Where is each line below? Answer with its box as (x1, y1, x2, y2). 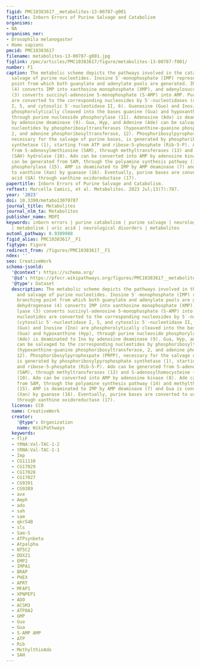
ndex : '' (6, 253, 28, 259)
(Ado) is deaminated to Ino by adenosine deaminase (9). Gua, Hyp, (17, 336, 187, 342)
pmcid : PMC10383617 (6, 48, 55, 54)
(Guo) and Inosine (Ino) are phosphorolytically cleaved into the (17, 325, 185, 331)
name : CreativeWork (11, 408, 60, 414)
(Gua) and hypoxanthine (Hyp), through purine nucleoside (17, 331, 164, 336)
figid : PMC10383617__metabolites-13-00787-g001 (6, 8, 127, 15)
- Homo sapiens (6, 42, 44, 48)
